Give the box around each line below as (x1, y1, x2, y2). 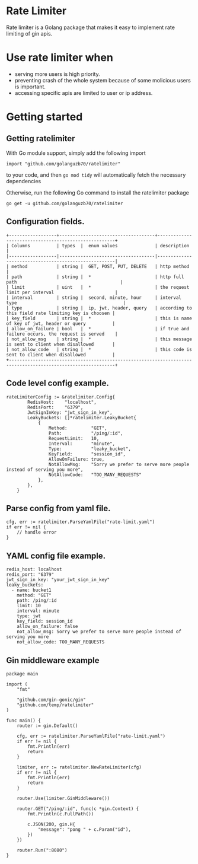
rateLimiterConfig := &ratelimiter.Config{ (6, 394, 116, 400)
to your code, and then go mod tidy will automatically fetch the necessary (6, 171, 186, 178)
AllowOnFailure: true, (48, 456, 105, 462)
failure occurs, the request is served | (6, 331, 118, 337)
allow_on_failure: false (17, 624, 78, 630)
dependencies (6, 177, 41, 184)
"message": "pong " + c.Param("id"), (37, 826, 132, 833)
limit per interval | (6, 289, 118, 295)
